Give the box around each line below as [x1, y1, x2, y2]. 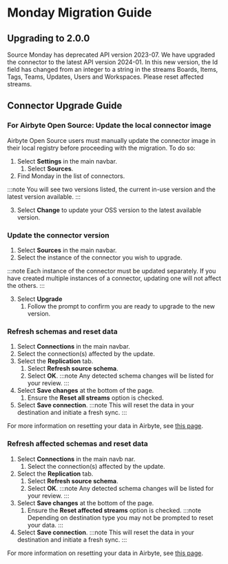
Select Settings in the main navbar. [17, 157, 117, 165]
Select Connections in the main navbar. [17, 342, 131, 351]
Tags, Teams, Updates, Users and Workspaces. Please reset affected [7, 72, 205, 81]
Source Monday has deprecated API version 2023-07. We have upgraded [7, 50, 216, 59]
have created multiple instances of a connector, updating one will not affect [7, 274, 222, 282]
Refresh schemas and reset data [7, 327, 118, 336]
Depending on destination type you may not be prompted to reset [27, 513, 214, 522]
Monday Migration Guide [7, 5, 152, 21]
